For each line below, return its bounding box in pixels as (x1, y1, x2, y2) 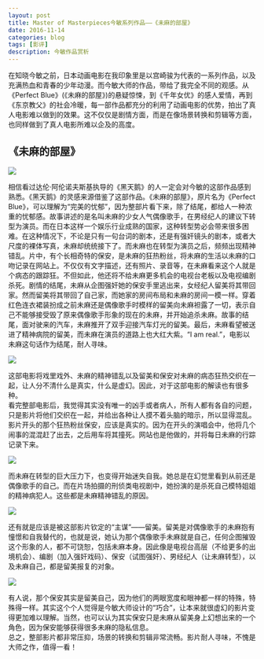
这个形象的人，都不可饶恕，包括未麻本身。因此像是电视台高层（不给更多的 (8, 542, 249, 551)
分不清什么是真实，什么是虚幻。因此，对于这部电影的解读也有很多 (35, 381, 249, 390)
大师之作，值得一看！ (8, 642, 77, 651)
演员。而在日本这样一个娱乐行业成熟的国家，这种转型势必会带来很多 (21, 221, 242, 230)
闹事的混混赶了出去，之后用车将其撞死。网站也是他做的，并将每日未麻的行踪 (8, 429, 256, 439)
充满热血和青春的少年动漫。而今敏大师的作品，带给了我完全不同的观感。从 (8, 80, 249, 90)
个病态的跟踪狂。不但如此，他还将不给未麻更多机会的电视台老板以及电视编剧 (8, 271, 256, 280)
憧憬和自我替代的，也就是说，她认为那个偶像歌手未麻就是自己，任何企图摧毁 (8, 532, 256, 541)
